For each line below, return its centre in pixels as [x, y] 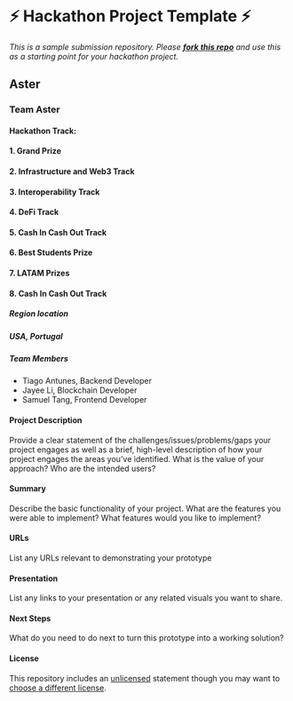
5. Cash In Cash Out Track [58, 232]
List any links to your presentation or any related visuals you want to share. [146, 598]
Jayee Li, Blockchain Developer [79, 390]
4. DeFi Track [34, 212]
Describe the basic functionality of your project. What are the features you [145, 508]
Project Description [46, 420]
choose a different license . [58, 688]
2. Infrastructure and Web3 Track [72, 171]
